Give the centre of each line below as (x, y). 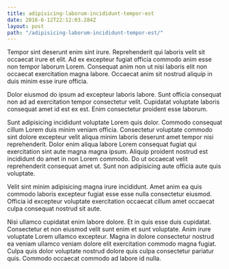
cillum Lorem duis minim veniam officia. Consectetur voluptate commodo (110, 130)
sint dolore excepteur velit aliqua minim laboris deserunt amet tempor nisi (110, 137)
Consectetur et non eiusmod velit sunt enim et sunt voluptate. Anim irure (109, 229)
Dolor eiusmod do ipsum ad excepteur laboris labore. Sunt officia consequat (114, 95)
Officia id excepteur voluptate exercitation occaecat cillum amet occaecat (111, 201)
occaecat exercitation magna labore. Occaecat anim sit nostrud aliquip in (110, 74)
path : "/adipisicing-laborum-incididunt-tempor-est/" (85, 33)
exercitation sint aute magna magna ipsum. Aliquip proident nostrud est (108, 152)
